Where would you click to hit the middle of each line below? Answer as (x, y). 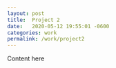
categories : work (32, 33)
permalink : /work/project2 (46, 39)
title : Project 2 (33, 20)
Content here (26, 58)
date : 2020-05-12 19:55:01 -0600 (58, 26)
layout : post (26, 13)
